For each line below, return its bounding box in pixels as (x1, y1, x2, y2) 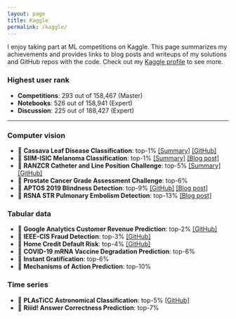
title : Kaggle (7, 17, 49, 24)
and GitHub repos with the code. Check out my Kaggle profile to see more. (7, 58, 223, 66)
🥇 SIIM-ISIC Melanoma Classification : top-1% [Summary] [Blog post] (17, 154, 220, 162)
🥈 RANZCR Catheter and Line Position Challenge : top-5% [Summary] (17, 161, 221, 170)
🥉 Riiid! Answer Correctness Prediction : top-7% (17, 304, 159, 312)
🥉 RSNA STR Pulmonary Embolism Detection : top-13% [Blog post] (17, 191, 212, 199)
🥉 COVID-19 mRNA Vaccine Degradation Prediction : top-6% (17, 247, 195, 256)
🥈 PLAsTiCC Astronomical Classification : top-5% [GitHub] (17, 296, 190, 304)
